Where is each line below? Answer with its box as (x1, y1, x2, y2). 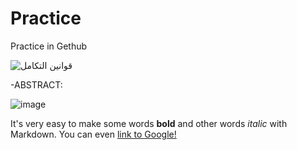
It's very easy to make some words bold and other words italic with (10, 117, 288, 129)
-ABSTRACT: (10, 78, 63, 91)
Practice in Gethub (10, 40, 88, 52)
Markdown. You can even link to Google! (10, 128, 177, 140)
